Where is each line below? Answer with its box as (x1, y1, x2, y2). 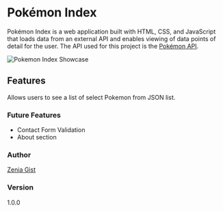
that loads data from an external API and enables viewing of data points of (7, 34, 216, 42)
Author (7, 150, 31, 159)
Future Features (7, 110, 62, 120)
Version (7, 183, 34, 192)
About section (16, 133, 57, 142)
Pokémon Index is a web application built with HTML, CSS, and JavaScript (7, 27, 216, 36)
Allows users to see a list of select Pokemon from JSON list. (7, 93, 176, 101)
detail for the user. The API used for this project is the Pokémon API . (7, 42, 199, 50)
